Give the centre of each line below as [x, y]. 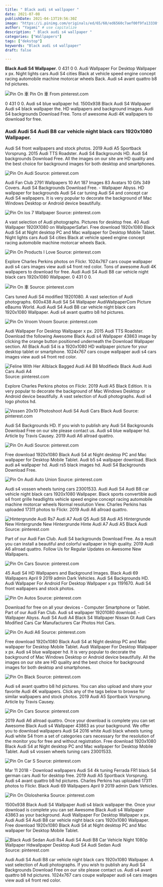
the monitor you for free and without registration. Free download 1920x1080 [81, 741]
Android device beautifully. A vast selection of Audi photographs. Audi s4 [78, 396]
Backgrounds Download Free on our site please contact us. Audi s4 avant [78, 870]
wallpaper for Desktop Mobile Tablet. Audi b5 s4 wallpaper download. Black [81, 460]
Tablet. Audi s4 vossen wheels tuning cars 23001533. [59, 751]
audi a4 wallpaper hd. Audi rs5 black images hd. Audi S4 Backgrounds [75, 465]
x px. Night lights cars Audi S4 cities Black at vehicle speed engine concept [81, 73]
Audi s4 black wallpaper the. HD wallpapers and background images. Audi [79, 109]
